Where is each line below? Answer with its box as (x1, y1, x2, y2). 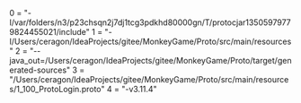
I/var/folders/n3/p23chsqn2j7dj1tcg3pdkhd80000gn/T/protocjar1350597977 (9, 17, 292, 28)
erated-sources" (9, 64, 71, 75)
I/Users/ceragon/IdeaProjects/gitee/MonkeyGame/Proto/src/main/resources (9, 36, 292, 47)
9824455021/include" (9, 27, 90, 37)
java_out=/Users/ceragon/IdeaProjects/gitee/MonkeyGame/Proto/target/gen (9, 56, 292, 65)
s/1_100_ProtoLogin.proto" (9, 84, 105, 94)
